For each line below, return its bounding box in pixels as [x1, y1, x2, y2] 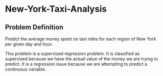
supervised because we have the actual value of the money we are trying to [5, 56, 158, 62]
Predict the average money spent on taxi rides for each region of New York [5, 36, 157, 42]
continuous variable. [5, 66, 47, 72]
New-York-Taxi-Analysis [5, 3, 107, 15]
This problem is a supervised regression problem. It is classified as [5, 51, 140, 56]
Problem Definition [5, 23, 64, 31]
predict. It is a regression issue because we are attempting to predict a [5, 61, 147, 67]
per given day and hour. [5, 41, 53, 47]
